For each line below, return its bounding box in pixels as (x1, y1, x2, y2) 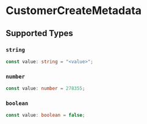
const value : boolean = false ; (5, 112, 85, 119)
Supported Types (5, 28, 74, 38)
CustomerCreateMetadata (5, 4, 142, 18)
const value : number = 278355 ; (5, 86, 85, 92)
